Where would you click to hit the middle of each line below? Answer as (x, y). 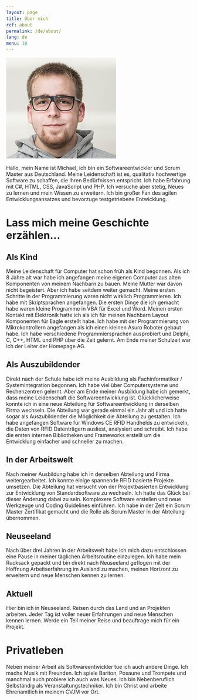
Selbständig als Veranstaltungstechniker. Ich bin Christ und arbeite (86, 686)
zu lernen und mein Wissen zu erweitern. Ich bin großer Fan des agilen (91, 193)
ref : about (19, 25)
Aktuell (20, 594)
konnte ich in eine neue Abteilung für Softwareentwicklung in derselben (93, 404)
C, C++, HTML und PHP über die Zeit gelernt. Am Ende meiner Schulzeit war (98, 340)
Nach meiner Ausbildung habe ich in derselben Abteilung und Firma (88, 474)
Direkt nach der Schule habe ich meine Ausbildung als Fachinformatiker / (94, 379)
